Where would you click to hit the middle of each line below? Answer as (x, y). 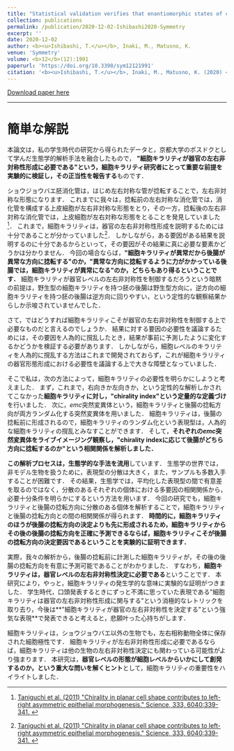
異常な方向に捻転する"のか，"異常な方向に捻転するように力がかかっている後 (117, 261)
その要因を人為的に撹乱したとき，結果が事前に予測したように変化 (126, 337)
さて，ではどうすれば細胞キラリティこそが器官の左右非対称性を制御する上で (117, 320)
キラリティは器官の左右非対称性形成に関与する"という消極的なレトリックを (115, 600)
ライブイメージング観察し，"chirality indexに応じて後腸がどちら (131, 439)
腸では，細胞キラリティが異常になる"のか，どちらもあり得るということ (109, 270)
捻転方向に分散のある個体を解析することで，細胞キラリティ (141, 507)
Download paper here (38, 92)
